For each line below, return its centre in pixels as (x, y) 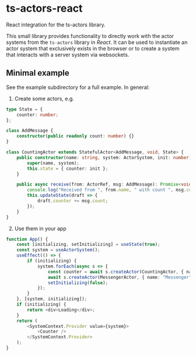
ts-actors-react (44, 8)
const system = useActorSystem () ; (58, 250)
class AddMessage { (30, 131)
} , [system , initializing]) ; (52, 299)
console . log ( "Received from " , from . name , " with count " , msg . (107, 190)
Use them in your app (41, 228)
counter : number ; (38, 115)
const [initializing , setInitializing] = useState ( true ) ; (88, 245)
